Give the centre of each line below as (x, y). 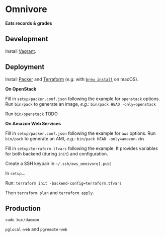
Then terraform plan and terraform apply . (50, 193)
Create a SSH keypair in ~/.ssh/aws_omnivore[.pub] (59, 163)
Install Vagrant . (21, 51)
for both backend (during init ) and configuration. (57, 153)
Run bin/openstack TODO (31, 114)
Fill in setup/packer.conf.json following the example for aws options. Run (80, 133)
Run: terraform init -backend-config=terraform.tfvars (63, 183)
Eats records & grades (29, 23)
